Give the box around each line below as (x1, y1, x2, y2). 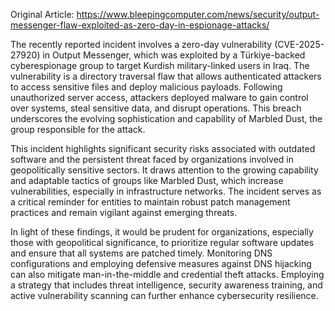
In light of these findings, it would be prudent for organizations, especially (10, 226, 314, 238)
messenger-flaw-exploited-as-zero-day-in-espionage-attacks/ (10, 19, 270, 31)
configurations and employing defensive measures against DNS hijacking (10, 258, 312, 269)
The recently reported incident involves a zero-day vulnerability (10, 39, 273, 50)
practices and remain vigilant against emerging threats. (10, 207, 238, 218)
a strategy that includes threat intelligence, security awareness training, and (10, 279, 323, 291)
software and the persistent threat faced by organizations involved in (10, 154, 295, 165)
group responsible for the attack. (10, 124, 146, 135)
